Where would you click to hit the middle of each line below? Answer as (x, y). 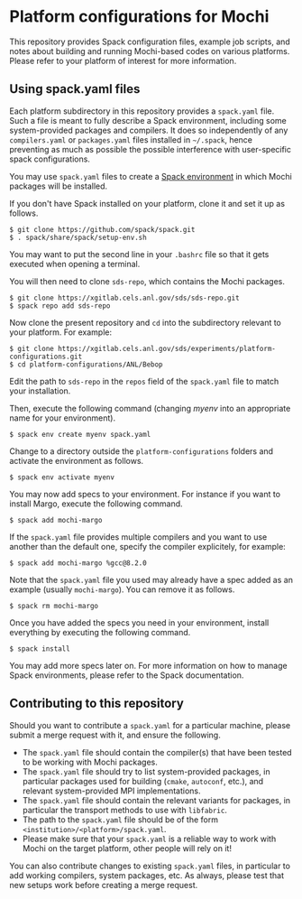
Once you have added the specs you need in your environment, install (139, 622)
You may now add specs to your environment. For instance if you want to (145, 494)
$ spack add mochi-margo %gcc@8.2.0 (78, 563)
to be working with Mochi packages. (90, 762)
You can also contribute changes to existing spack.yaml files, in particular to (150, 866)
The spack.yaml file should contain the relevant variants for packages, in (156, 800)
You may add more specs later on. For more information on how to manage (148, 665)
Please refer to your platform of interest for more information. (123, 60)
